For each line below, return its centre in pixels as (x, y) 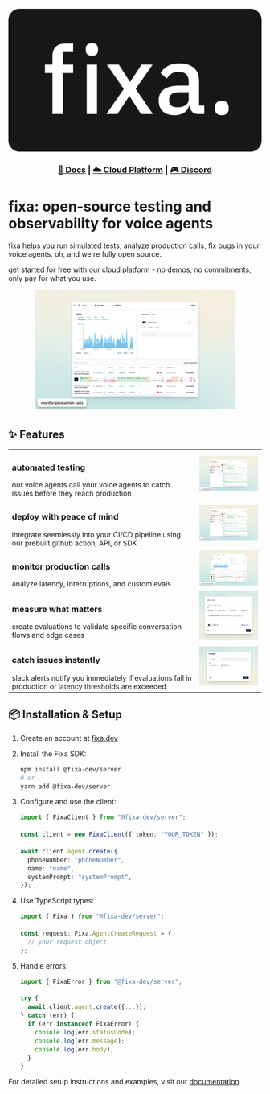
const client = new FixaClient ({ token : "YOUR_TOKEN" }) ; (119, 835)
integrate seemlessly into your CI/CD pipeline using (96, 534)
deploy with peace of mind (65, 517)
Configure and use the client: (68, 802)
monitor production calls (61, 566)
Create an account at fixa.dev (69, 738)
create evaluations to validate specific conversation (97, 626)
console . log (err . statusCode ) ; (85, 1032)
